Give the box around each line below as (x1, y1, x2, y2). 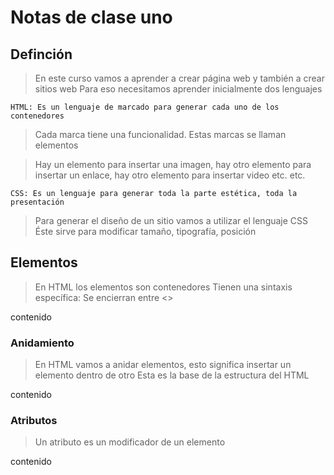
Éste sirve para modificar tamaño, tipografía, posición (34, 226, 257, 237)
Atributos (10, 414, 58, 428)
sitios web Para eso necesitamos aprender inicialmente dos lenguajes (34, 83, 323, 95)
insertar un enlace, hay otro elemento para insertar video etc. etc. (34, 169, 306, 181)
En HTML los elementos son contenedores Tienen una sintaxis (34, 281, 293, 293)
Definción (10, 46, 73, 63)
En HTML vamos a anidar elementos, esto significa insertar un (34, 359, 292, 371)
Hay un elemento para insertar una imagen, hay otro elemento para (34, 159, 312, 170)
